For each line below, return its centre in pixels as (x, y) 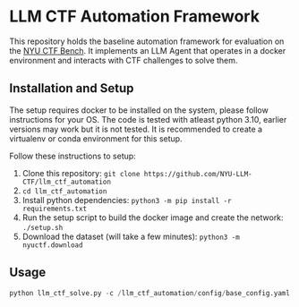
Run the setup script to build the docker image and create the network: (153, 217)
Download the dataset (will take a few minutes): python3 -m (131, 236)
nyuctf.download (52, 245)
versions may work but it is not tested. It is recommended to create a (136, 129)
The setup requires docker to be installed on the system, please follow (139, 110)
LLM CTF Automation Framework (134, 17)
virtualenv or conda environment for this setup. (96, 138)
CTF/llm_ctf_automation (67, 182)
